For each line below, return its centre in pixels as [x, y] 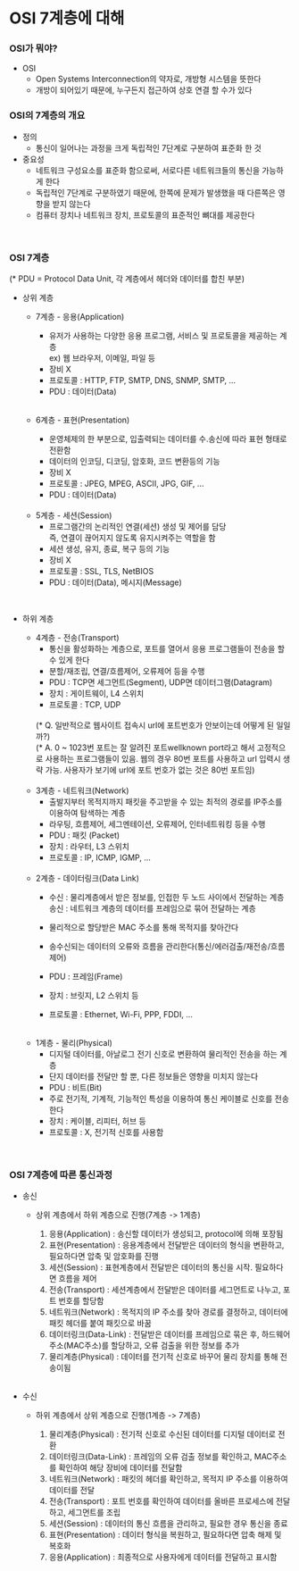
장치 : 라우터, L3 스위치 [89, 847]
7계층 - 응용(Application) [80, 317]
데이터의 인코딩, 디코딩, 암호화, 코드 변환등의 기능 [134, 462]
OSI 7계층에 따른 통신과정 [61, 1175]
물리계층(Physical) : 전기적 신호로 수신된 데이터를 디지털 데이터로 [162, 1434]
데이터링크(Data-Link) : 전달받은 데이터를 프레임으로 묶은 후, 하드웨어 [170, 1334]
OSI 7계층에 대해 [67, 18]
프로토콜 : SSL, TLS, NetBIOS [101, 572]
